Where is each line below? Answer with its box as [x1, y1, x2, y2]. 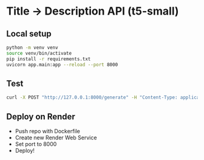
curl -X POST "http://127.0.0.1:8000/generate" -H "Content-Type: [6, 94, 178, 101]
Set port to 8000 [15, 141, 57, 147]
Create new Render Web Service [15, 134, 97, 141]
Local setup [6, 29, 52, 39]
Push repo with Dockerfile [15, 128, 81, 134]
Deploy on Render [6, 111, 76, 122]
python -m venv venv [6, 44, 59, 50]
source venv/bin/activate [6, 50, 72, 56]
